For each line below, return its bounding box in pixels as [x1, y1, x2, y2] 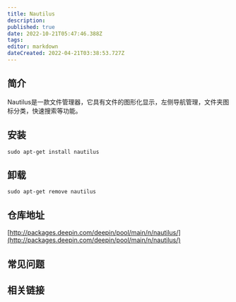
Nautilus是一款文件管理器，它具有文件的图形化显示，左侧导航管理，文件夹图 [7, 97, 230, 106]
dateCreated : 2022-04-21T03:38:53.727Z [7, 50, 125, 57]
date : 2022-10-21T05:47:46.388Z [7, 30, 102, 37]
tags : [7, 37, 23, 44]
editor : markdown [7, 43, 59, 50]
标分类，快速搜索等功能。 [7, 107, 82, 115]
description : [7, 17, 46, 24]
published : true [7, 23, 55, 30]
